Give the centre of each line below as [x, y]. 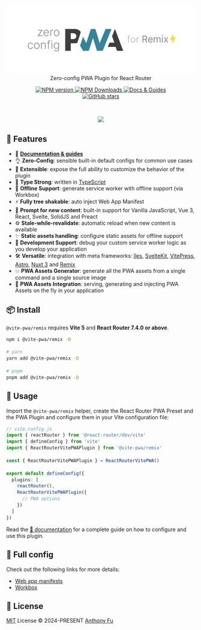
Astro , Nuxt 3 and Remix [45, 264]
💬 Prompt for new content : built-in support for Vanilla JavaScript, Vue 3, [105, 210]
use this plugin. [25, 535]
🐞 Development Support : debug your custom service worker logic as [100, 242]
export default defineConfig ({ [45, 473]
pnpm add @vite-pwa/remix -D [43, 377]
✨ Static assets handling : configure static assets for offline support [99, 235]
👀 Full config [30, 555]
